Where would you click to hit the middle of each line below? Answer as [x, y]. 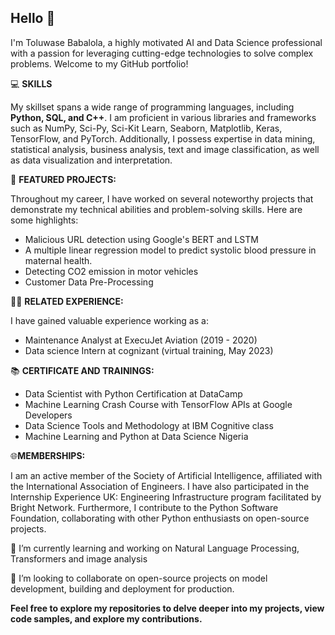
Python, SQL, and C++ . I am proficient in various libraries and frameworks [163, 117]
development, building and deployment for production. [122, 588]
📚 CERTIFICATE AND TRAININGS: [82, 370]
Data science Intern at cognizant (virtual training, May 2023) [149, 350]
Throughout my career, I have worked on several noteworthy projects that [162, 198]
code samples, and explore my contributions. [106, 618]
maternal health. [58, 260]
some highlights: [44, 220]
